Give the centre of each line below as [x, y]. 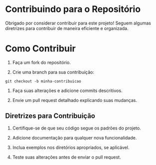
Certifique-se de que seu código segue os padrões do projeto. [77, 128]
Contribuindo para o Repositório [73, 9]
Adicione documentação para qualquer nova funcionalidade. [75, 137]
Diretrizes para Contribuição [50, 116]
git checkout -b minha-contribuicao [43, 81]
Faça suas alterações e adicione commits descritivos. [67, 90]
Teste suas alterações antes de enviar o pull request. [67, 157]
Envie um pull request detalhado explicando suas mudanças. [75, 100]
